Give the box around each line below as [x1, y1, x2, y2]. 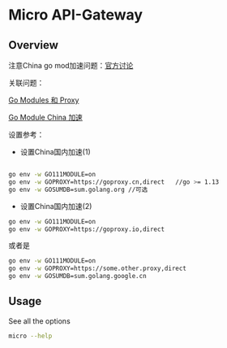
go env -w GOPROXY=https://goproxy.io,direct [8, 225, 165, 233]
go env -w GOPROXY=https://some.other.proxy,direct [8, 264, 186, 273]
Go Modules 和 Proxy [8, 95, 79, 105]
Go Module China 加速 [8, 112, 84, 122]
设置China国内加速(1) [19, 147, 91, 156]
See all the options [8, 315, 71, 326]
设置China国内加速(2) [19, 201, 92, 211]
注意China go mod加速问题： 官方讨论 [8, 61, 134, 70]
